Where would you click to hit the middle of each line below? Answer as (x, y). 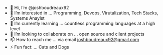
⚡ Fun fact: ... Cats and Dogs (39, 47)
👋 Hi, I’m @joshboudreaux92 (39, 8)
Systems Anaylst (27, 18)
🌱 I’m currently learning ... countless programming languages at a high (83, 23)
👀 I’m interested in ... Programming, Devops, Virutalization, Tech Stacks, (84, 13)
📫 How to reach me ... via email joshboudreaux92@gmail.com (74, 39)
